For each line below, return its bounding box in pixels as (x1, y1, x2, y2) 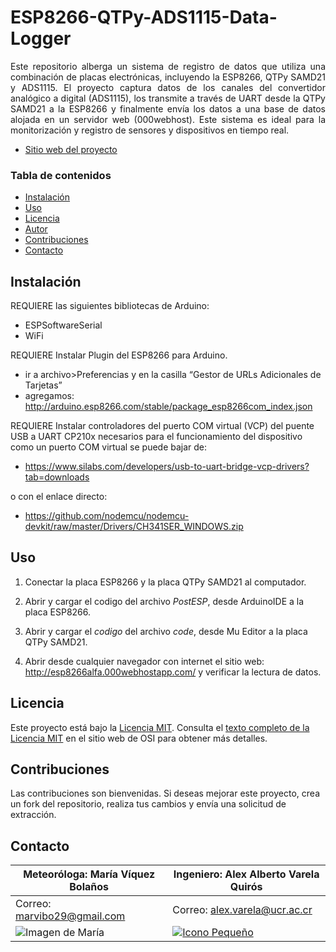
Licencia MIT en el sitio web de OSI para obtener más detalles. (10, 732, 268, 744)
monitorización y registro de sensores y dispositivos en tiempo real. (10, 124, 290, 136)
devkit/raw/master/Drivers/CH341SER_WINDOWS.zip (24, 521, 244, 533)
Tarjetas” (24, 379, 63, 391)
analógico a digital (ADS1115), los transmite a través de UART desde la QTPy (10, 92, 326, 104)
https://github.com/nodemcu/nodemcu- (24, 510, 190, 522)
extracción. (10, 809, 57, 821)
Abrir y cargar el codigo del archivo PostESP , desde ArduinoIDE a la (24, 595, 305, 607)
